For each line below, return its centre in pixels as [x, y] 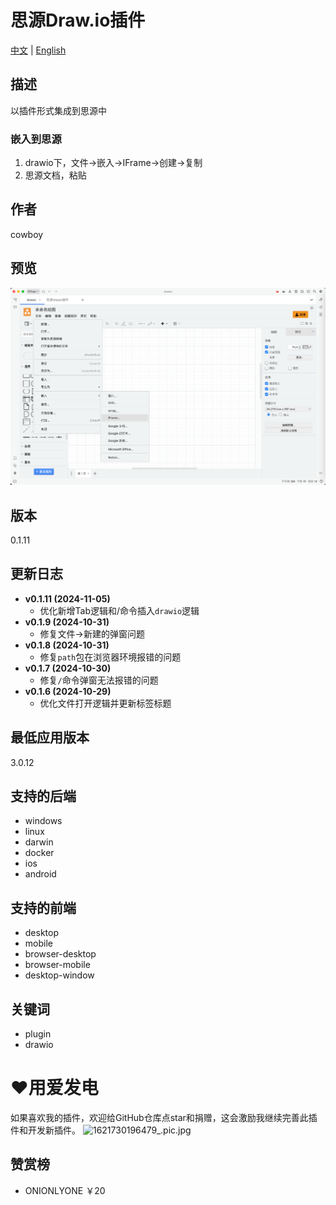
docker [39, 853]
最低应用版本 [50, 737]
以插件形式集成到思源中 [58, 110]
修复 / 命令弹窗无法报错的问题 [99, 680]
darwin [39, 842]
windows [43, 821]
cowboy [27, 234]
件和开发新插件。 [45, 1130]
